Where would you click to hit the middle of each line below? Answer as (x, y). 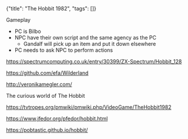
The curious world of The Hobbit (46, 96)
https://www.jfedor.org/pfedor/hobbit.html (57, 118)
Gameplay (19, 20)
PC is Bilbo (28, 31)
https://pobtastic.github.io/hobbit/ (47, 130)
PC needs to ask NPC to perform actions (64, 50)
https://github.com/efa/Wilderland (47, 73)
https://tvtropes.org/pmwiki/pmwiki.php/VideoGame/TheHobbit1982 (89, 107)
